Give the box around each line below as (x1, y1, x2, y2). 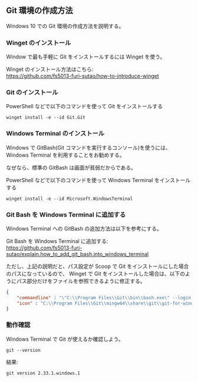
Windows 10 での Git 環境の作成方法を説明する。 (6, 22, 124, 30)
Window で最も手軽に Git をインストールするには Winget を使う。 (6, 53, 166, 60)
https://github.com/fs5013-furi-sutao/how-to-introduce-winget (6, 73, 159, 80)
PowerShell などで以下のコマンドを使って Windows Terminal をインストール (6, 176, 191, 183)
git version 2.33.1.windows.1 (6, 370, 81, 376)
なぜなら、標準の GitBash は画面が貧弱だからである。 (6, 164, 137, 171)
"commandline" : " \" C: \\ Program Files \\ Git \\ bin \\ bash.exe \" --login (16, 294, 192, 300)
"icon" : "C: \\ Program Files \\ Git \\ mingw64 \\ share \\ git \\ (16, 300, 162, 306)
